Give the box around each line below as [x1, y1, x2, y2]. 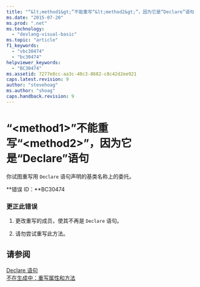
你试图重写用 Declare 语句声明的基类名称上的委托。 [6, 173, 135, 180]
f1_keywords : [6, 43, 39, 49]
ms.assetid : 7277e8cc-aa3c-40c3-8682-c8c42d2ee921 [6, 71, 137, 77]
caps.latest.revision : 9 [6, 76, 69, 82]
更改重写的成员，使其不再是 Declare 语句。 [15, 217, 122, 224]
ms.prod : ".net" [6, 20, 47, 26]
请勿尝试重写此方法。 [15, 229, 68, 237]
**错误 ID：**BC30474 [6, 185, 65, 193]
